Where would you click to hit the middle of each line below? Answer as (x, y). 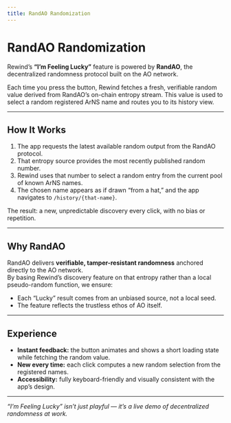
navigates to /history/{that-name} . (67, 197)
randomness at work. (37, 414)
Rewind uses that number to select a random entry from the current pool (120, 175)
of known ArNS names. (50, 183)
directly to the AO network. (45, 270)
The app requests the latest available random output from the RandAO (116, 147)
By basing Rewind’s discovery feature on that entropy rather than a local (109, 278)
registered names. (43, 372)
